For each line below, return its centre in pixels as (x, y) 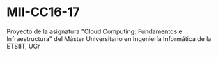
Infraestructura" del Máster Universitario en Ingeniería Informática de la (109, 38)
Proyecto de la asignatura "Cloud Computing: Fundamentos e (94, 31)
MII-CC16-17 (44, 12)
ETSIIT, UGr (23, 46)
